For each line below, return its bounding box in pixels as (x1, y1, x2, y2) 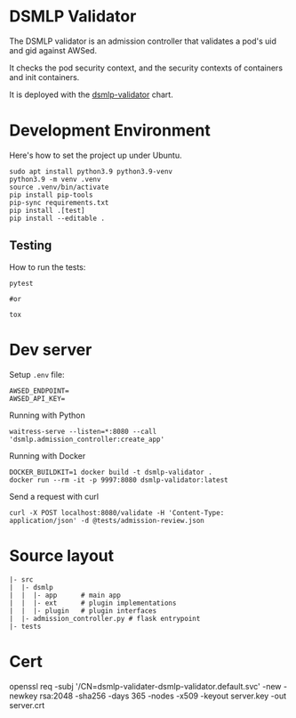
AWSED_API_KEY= (9, 394, 66, 403)
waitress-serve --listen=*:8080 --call (9, 427, 157, 436)
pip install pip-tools (9, 190, 93, 200)
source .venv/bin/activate (9, 183, 109, 192)
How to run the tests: (9, 261, 86, 273)
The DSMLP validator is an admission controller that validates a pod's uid (9, 36, 277, 46)
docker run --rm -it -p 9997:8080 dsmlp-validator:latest (9, 475, 228, 485)
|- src (9, 575, 34, 584)
